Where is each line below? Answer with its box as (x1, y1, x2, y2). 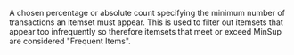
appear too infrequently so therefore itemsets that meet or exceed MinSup (9, 27, 282, 36)
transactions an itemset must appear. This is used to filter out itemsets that (9, 17, 283, 27)
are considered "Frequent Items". (9, 35, 131, 46)
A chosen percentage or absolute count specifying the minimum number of (9, 8, 286, 18)
